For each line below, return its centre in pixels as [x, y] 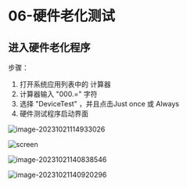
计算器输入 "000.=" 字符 [58, 94]
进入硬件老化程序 [49, 47]
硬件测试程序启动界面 [54, 113]
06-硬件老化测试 [62, 16]
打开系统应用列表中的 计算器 [65, 84]
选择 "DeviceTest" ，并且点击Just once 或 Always [99, 104]
